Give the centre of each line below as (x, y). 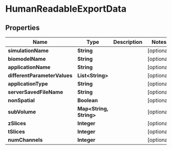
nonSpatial (21, 100)
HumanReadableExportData (66, 9)
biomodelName (27, 59)
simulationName (28, 51)
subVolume (22, 112)
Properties (23, 28)
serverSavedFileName (36, 92)
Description (128, 42)
